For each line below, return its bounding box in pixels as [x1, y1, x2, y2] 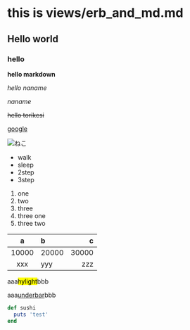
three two [17, 219, 46, 227]
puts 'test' [13, 311, 49, 318]
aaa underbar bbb [7, 291, 56, 299]
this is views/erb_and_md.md [7, 5, 184, 21]
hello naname [7, 83, 47, 92]
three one [17, 211, 46, 220]
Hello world [7, 33, 58, 45]
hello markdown [7, 70, 56, 78]
